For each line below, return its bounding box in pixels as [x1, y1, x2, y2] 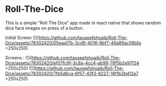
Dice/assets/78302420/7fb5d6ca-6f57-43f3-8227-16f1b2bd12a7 [5, 70, 139, 76]
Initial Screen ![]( [5, 35, 39, 41]
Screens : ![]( [5, 54, 32, 60]
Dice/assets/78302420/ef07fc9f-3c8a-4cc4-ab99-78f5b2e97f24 [5, 60, 140, 66]
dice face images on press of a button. [5, 25, 84, 31]
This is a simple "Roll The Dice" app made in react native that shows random [5, 20, 161, 26]
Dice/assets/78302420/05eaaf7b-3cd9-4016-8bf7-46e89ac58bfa [5, 40, 141, 45]
